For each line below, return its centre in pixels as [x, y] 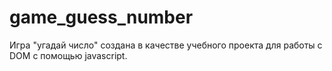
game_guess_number [101, 17]
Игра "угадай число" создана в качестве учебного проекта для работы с [166, 45]
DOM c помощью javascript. [68, 55]
